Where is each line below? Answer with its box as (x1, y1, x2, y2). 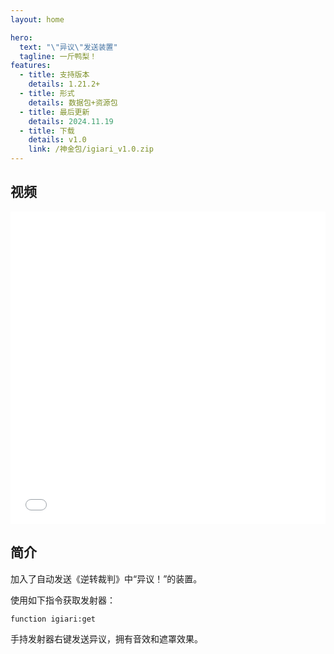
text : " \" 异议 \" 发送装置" (19, 42, 118, 52)
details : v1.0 (28, 135, 87, 145)
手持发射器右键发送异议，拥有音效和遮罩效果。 (10, 632, 203, 645)
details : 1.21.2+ (28, 79, 101, 90)
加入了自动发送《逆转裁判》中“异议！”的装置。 (10, 572, 203, 585)
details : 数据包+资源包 (28, 97, 118, 108)
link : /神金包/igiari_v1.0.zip (28, 144, 154, 155)
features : (10, 61, 52, 71)
